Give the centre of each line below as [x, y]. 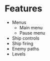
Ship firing [22, 43]
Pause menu [32, 33]
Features [23, 9]
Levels [19, 54]
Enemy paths [25, 49]
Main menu [31, 27]
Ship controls [25, 38]
